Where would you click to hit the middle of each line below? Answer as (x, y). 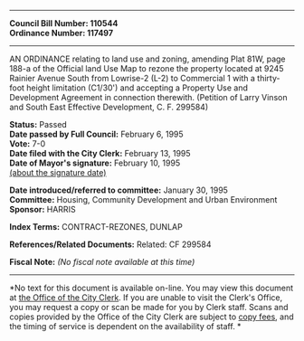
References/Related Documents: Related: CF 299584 (110, 244)
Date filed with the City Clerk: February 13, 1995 (100, 153)
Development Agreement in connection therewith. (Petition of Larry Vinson (148, 97)
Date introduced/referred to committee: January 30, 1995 (119, 190)
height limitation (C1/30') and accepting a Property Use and (138, 88)
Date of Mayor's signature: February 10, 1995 (95, 163)
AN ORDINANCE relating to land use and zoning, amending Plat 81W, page (148, 59)
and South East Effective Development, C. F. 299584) (109, 107)
